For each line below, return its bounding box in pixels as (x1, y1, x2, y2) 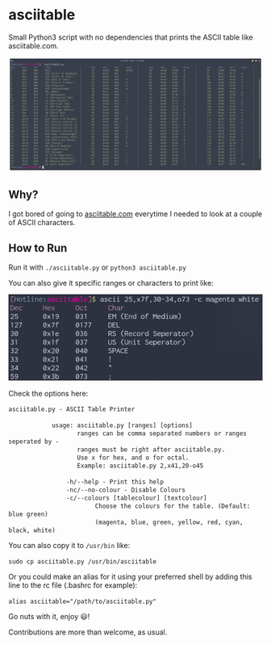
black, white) (8, 526, 56, 534)
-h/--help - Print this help (65, 478, 164, 486)
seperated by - (8, 438, 60, 446)
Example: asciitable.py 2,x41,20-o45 (77, 462, 204, 470)
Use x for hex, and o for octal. (77, 454, 190, 462)
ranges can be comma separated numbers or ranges (77, 429, 248, 438)
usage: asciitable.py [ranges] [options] (51, 421, 194, 429)
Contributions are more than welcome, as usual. (8, 627, 168, 637)
